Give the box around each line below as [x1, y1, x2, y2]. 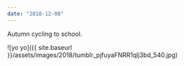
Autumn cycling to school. [7, 29, 83, 38]
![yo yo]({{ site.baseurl [7, 43, 72, 51]
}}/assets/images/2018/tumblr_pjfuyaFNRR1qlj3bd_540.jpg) [7, 51, 178, 59]
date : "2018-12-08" [7, 10, 64, 18]
